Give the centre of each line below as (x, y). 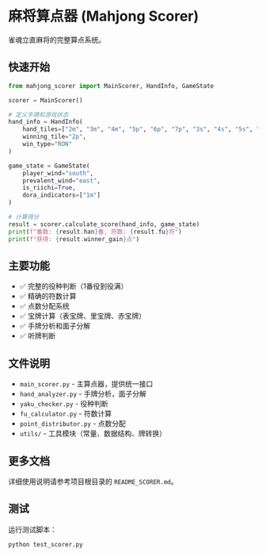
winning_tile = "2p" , (55, 137)
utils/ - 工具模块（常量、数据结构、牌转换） (93, 434)
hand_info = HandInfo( (46, 122)
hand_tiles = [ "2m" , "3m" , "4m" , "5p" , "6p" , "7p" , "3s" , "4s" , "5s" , (138, 129)
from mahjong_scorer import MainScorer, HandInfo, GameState (111, 86)
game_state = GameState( (49, 166)
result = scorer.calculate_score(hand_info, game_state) (104, 224)
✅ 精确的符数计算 (48, 296)
